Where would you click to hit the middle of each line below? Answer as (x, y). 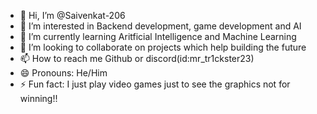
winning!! (38, 98)
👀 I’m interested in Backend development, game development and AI (160, 26)
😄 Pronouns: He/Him (63, 73)
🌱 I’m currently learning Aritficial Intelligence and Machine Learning (158, 36)
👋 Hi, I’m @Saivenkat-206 (72, 15)
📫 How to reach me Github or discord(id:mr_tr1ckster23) (137, 58)
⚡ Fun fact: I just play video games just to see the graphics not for (155, 84)
